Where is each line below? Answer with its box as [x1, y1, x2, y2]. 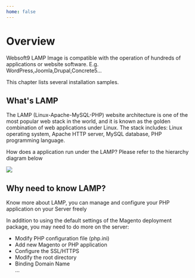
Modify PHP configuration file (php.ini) [14, 235, 110, 242]
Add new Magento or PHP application [14, 241, 107, 248]
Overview [6, 34, 55, 48]
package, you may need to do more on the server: [6, 223, 129, 230]
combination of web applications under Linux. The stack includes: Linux [6, 124, 183, 131]
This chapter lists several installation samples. [6, 78, 119, 85]
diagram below [6, 155, 43, 162]
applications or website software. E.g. [6, 60, 99, 67]
